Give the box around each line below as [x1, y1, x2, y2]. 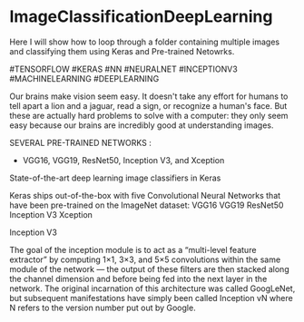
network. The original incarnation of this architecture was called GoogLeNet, [9, 283, 296, 294]
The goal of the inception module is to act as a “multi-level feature [9, 244, 257, 255]
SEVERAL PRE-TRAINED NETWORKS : [9, 137, 152, 148]
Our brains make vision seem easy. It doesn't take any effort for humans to [9, 91, 289, 102]
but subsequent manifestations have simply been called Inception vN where [9, 292, 293, 303]
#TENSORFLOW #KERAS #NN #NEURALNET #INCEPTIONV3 [9, 63, 238, 74]
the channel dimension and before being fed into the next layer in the [9, 273, 268, 284]
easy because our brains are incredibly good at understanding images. [9, 120, 274, 131]
